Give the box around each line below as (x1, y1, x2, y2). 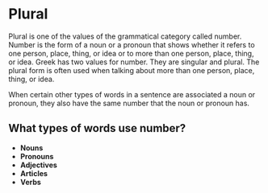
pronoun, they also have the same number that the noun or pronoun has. (8, 98, 250, 108)
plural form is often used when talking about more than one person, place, (8, 65, 255, 75)
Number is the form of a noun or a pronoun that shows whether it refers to (8, 39, 256, 49)
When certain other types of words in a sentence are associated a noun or (8, 89, 256, 99)
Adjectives (19, 160, 58, 170)
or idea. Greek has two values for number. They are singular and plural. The (8, 57, 260, 67)
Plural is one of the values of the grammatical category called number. (8, 31, 242, 41)
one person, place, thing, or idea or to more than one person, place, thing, (8, 48, 254, 58)
